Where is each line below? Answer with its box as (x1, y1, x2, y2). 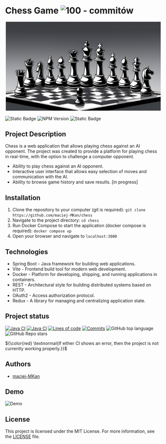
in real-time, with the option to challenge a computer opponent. (5, 154, 135, 160)
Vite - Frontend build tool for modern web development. (12, 266, 126, 272)
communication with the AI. (12, 174, 68, 180)
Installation (5, 193, 41, 202)
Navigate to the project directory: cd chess (12, 217, 99, 223)
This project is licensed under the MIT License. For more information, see (5, 428, 155, 435)
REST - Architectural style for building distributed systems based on (12, 282, 152, 288)
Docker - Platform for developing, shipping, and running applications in (12, 271, 158, 277)
